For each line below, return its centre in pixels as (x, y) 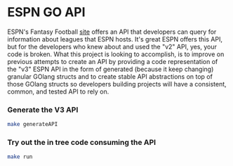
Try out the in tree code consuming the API (82, 143)
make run (20, 157)
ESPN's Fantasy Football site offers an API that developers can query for (112, 32)
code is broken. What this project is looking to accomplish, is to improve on (116, 54)
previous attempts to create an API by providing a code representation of (113, 61)
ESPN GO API (46, 12)
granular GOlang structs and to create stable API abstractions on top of (110, 76)
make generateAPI (33, 124)
